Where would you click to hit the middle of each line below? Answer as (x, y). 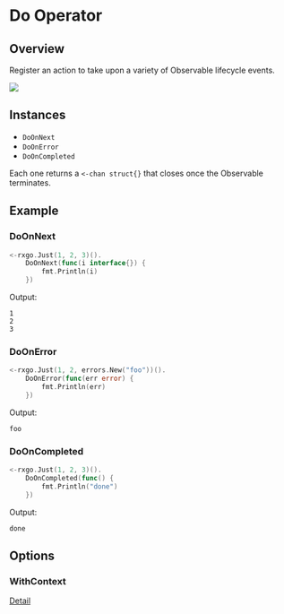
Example (34, 211)
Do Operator (56, 16)
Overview (37, 49)
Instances (38, 115)
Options (32, 555)
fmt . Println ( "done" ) (80, 486)
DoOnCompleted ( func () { (70, 478)
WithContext (38, 581)
